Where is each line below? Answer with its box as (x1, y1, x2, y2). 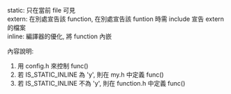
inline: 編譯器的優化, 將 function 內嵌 (7, 32, 112, 40)
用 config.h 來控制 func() (17, 62, 89, 70)
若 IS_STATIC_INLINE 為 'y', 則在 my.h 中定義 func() (17, 70, 164, 79)
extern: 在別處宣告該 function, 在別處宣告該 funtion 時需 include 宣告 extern (7, 15, 225, 23)
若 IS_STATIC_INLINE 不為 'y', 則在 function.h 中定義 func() (17, 79, 186, 87)
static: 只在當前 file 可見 (7, 6, 75, 14)
